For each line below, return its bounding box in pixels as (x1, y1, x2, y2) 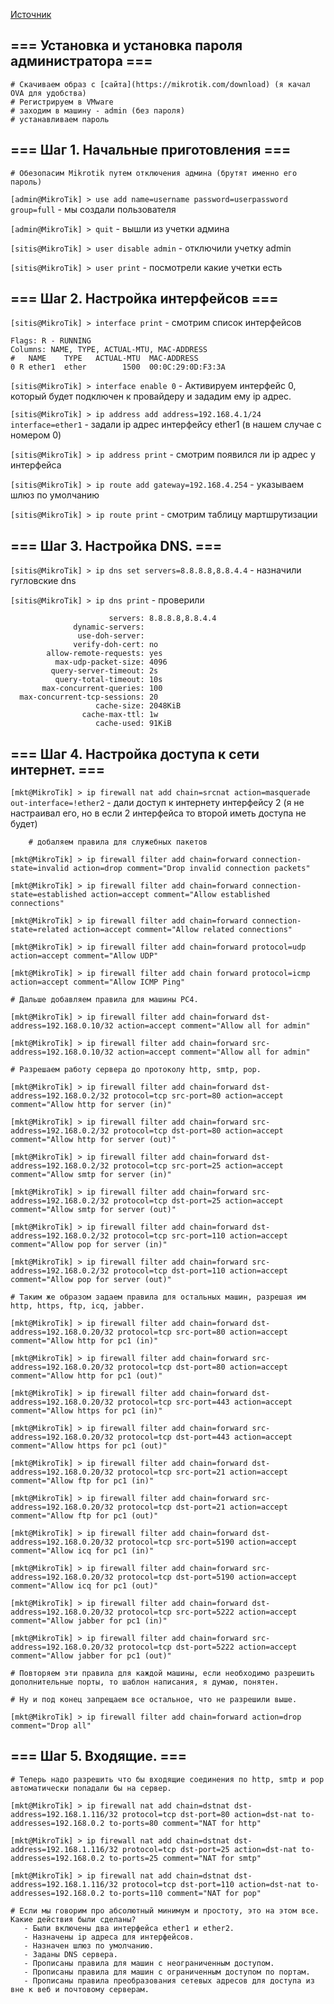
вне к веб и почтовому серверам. (10, 1984, 150, 1994)
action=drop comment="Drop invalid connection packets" (73, 864, 311, 874)
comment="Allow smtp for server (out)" (10, 1205, 177, 1215)
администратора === (10, 53, 153, 70)
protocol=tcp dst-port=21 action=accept (117, 1502, 288, 1513)
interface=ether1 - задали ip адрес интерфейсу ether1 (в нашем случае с (10, 419, 322, 431)
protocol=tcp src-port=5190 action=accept (117, 1537, 298, 1548)
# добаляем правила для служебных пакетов (28, 837, 208, 848)
